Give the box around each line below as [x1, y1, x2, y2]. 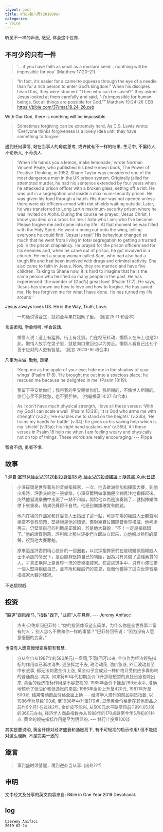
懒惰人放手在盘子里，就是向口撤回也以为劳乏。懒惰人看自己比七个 [25, 341, 158, 346]
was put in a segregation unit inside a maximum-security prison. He [17, 191, 153, 197]
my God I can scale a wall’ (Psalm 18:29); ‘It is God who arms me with [17, 408, 157, 414]
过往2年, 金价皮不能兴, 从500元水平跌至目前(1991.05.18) [43, 704, 155, 710]
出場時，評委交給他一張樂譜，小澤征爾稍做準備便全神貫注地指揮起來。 [17, 490, 158, 496]
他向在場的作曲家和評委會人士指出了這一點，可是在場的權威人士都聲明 [17, 513, 158, 519]
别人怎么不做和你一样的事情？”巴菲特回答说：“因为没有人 [35, 628, 150, 634]
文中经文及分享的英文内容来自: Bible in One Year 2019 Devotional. [5, 791, 136, 798]
